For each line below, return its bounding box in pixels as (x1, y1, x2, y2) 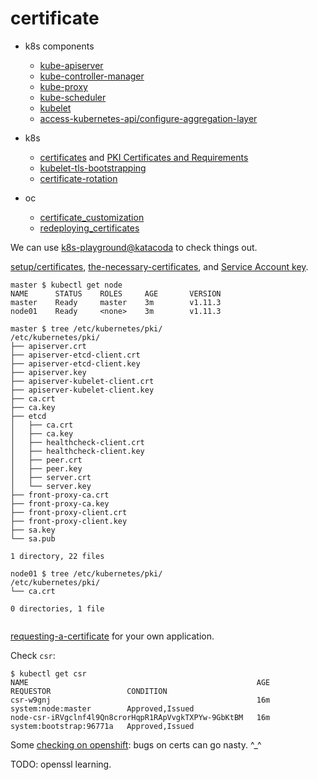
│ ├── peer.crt (10, 455, 83, 465)
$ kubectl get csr (10, 668, 87, 679)
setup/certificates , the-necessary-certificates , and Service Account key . (10, 260, 309, 272)
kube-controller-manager (39, 70, 145, 82)
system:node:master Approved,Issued (10, 703, 195, 714)
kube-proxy (39, 80, 88, 92)
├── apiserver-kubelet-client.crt (10, 376, 155, 386)
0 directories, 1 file (10, 603, 105, 614)
